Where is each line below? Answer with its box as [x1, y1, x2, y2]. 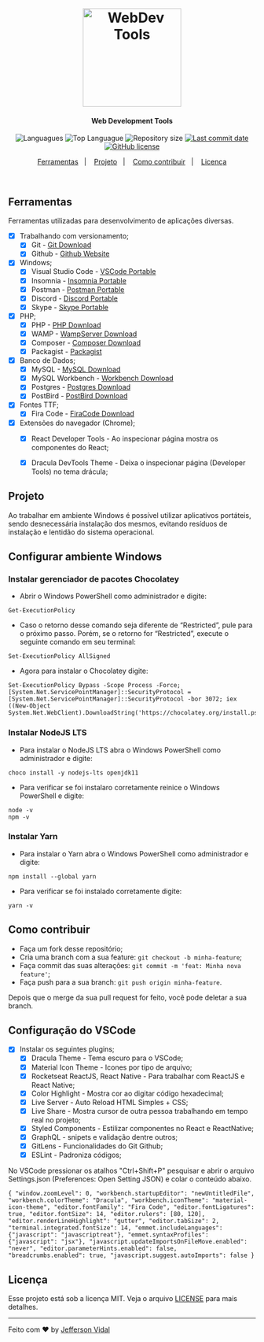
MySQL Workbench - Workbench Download [31, 374, 174, 383]
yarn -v [8, 901, 34, 909]
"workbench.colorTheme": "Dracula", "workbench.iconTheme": [8, 1196, 210, 1204]
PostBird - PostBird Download [31, 391, 128, 401]
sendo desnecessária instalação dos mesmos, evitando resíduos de [8, 519, 228, 528]
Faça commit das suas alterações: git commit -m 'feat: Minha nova [19, 960, 241, 970]
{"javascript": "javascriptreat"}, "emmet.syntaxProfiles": [8, 1231, 210, 1239]
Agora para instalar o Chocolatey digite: [19, 666, 148, 676]
